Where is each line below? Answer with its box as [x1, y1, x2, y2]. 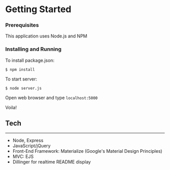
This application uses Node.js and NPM [5, 33, 88, 39]
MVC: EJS [12, 153, 34, 159]
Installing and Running [5, 46, 62, 53]
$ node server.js [5, 86, 42, 91]
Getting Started [5, 4, 72, 15]
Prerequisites [5, 22, 39, 29]
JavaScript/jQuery [12, 143, 51, 149]
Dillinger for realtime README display [12, 158, 91, 165]
